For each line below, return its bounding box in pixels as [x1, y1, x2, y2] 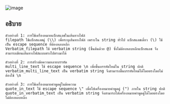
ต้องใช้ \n [5, 73, 21, 78]
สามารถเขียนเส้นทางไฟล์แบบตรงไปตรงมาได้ [5, 51, 67, 56]
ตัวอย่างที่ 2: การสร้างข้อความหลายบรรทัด [5, 59, 67, 64]
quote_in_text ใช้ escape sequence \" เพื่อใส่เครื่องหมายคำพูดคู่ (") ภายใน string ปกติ [5, 86, 165, 91]
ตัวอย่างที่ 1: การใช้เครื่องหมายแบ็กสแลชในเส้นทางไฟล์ [5, 33, 85, 38]
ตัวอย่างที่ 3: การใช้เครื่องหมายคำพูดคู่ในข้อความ [5, 82, 76, 87]
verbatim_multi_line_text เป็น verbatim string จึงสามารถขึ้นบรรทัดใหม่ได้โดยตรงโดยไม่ [5, 68, 163, 74]
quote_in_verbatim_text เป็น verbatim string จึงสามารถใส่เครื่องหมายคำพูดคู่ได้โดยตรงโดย [5, 90, 165, 96]
